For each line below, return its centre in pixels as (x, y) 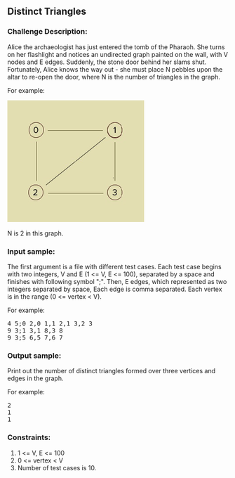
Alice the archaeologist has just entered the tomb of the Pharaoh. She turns (116, 47)
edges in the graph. (35, 378)
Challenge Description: (47, 32)
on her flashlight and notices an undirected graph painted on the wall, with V (117, 54)
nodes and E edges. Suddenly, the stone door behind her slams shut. (107, 62)
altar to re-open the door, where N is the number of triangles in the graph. (114, 77)
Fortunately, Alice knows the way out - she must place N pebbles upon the (115, 69)
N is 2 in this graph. (35, 233)
